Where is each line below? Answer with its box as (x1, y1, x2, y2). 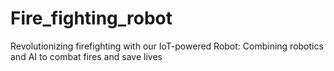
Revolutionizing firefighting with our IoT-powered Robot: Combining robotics (10, 40, 324, 52)
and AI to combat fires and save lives (10, 50, 163, 62)
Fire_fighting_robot (10, 7, 173, 30)
